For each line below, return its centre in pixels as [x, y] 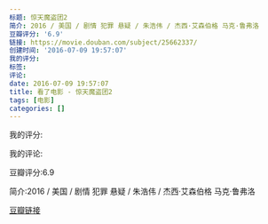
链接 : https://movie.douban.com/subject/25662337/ [103, 42]
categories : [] [37, 108]
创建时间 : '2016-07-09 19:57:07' [68, 51]
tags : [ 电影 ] [32, 100]
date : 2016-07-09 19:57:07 [59, 84]
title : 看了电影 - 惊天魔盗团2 [61, 92]
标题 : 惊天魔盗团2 [39, 17]
